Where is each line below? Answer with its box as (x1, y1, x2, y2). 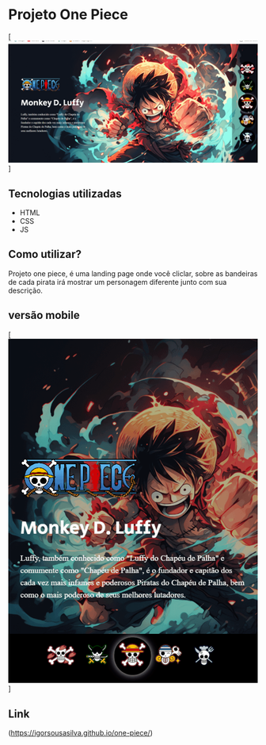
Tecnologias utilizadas (8, 186, 122, 200)
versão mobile (8, 309, 81, 322)
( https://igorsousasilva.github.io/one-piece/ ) (8, 728, 153, 738)
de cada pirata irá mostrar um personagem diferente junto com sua (8, 277, 227, 286)
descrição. (8, 286, 44, 295)
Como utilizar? (8, 248, 82, 261)
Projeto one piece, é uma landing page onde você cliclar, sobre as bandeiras (8, 268, 258, 278)
